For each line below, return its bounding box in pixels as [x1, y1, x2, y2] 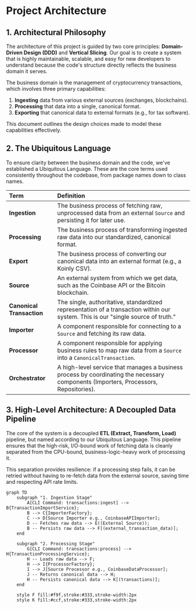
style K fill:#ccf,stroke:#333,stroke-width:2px [16, 597, 137, 603]
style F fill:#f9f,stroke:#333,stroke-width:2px [16, 592, 137, 598]
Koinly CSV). [57, 264, 92, 273]
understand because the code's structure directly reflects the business [6, 61, 177, 68]
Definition [57, 191, 86, 199]
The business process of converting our [57, 250, 167, 258]
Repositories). [57, 385, 96, 393]
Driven [6, 49, 23, 56]
